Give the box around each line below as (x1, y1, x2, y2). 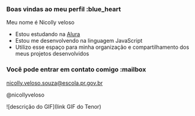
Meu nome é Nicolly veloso (6, 19, 75, 26)
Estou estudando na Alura (15, 31, 80, 38)
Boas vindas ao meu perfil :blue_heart (6, 5, 121, 13)
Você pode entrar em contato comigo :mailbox (6, 65, 146, 74)
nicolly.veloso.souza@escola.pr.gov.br (6, 79, 103, 87)
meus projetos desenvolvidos (15, 50, 90, 57)
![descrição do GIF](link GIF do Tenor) (6, 103, 102, 110)
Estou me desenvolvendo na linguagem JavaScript (15, 37, 143, 45)
